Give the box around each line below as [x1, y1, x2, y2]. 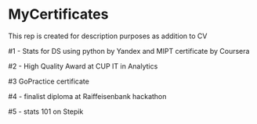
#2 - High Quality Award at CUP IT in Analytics [8, 61, 158, 71]
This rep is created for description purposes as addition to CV [8, 31, 208, 41]
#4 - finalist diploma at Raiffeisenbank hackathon [8, 91, 167, 101]
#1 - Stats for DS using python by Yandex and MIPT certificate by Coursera [8, 46, 250, 55]
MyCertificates [8, 5, 109, 23]
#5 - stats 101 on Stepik [8, 107, 84, 116]
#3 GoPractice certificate [8, 76, 90, 86]
